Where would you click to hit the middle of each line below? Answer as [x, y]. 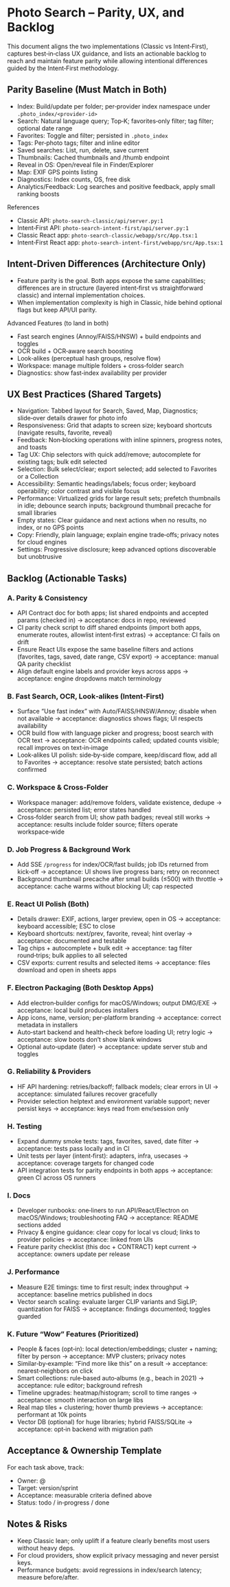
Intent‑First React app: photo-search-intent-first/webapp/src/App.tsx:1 [120, 242]
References [23, 207]
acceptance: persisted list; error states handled [84, 810]
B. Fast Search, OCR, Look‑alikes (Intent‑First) [86, 696]
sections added [39, 1225]
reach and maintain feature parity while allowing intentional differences [107, 60]
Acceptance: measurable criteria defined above [84, 1495]
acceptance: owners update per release [73, 1254]
